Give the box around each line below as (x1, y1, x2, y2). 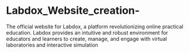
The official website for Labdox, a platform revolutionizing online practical (6, 23, 183, 30)
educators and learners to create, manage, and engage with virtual (6, 35, 167, 42)
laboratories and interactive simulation (6, 41, 98, 48)
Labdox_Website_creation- (6, 4, 140, 17)
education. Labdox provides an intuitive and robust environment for (6, 29, 169, 36)
